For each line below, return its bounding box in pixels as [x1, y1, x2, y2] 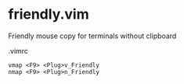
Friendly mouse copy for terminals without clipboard [8, 31, 177, 40]
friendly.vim [8, 5, 89, 23]
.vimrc [8, 46, 29, 55]
